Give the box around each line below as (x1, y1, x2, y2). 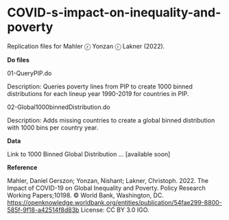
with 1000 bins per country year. (7, 123, 99, 132)
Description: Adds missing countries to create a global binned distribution (7, 116, 215, 124)
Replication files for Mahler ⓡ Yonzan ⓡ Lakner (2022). (7, 42, 165, 50)
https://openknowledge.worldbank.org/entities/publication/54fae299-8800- (7, 198, 223, 206)
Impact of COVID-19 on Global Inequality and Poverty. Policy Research (7, 184, 206, 192)
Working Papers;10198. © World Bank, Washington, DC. (7, 191, 165, 199)
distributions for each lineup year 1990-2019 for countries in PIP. (7, 89, 189, 97)
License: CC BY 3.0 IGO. (80, 206, 149, 214)
